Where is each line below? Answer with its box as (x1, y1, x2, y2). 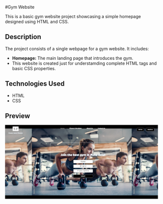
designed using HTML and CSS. (5, 19, 69, 24)
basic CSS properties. (12, 65, 56, 71)
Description (5, 33, 41, 41)
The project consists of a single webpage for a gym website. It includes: (5, 46, 149, 52)
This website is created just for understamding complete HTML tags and (12, 60, 157, 66)
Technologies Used (5, 80, 65, 88)
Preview (5, 112, 31, 120)
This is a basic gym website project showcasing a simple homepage (5, 14, 141, 19)
